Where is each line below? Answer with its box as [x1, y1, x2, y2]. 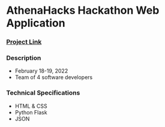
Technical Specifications [6, 89, 80, 97]
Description [6, 54, 41, 62]
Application [6, 16, 65, 30]
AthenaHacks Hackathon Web [6, 4, 160, 17]
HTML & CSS [14, 102, 47, 110]
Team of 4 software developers [14, 74, 93, 81]
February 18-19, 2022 [14, 67, 68, 75]
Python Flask [14, 108, 47, 116]
